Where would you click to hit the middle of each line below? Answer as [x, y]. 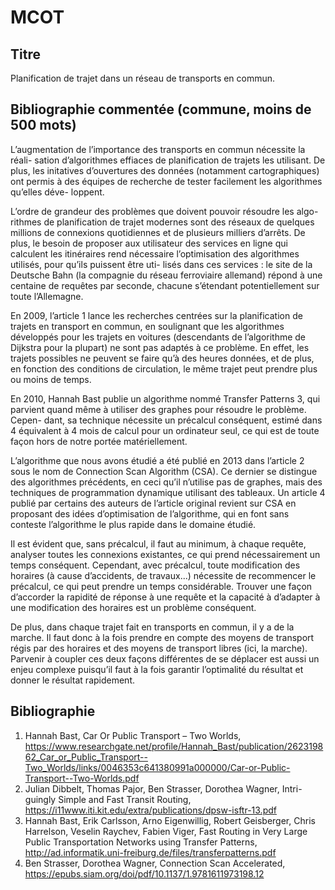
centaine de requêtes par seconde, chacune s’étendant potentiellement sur [165, 285]
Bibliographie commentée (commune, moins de [161, 109]
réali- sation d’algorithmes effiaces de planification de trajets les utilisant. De [168, 160]
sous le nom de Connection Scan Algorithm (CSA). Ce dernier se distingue [164, 471]
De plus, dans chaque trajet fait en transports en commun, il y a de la [152, 627]
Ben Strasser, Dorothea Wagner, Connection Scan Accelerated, [155, 863]
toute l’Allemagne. [47, 296]
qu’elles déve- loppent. [57, 192]
